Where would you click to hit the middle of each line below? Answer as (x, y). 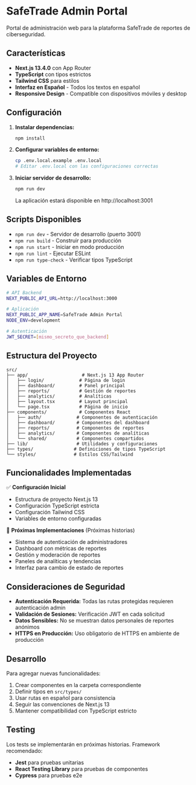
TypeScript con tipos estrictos (53, 74)
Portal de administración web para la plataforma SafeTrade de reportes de (98, 28)
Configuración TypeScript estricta (57, 506)
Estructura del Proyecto (52, 356)
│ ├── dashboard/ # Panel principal (66, 386)
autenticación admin (40, 608)
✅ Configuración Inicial (36, 487)
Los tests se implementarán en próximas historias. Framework (83, 744)
